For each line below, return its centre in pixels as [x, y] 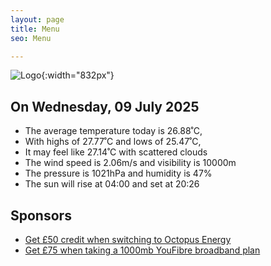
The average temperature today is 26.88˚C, [113, 131]
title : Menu [35, 29]
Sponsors [41, 215]
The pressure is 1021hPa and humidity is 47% [118, 173]
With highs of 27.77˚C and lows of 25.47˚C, [113, 142]
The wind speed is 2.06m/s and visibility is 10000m [130, 163]
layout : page [37, 19]
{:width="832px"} [78, 75]
